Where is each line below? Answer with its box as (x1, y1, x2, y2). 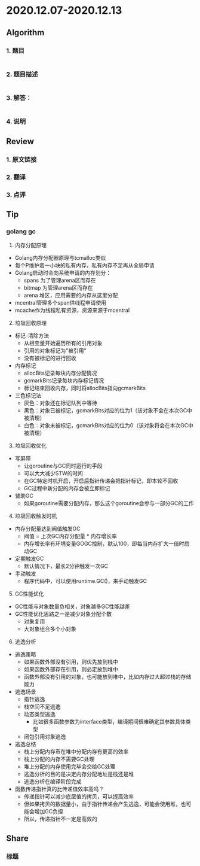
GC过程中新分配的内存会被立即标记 (23, 485, 110, 492)
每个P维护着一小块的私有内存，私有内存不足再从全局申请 (14, 262, 155, 269)
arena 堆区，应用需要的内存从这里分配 (23, 291, 118, 299)
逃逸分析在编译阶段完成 (23, 778, 82, 785)
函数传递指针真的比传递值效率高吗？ (14, 785, 104, 793)
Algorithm (6, 28, 45, 38)
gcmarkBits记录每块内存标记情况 (23, 377, 104, 384)
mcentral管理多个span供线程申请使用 (14, 299, 106, 306)
